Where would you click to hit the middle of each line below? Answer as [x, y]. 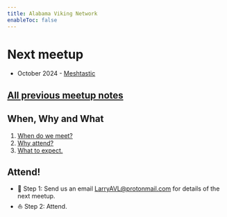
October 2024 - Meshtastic [56, 73]
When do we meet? [45, 135]
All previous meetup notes [65, 95]
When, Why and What [56, 119]
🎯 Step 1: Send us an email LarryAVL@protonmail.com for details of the [118, 189]
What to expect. [40, 150]
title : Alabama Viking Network [52, 14]
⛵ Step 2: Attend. [42, 207]
